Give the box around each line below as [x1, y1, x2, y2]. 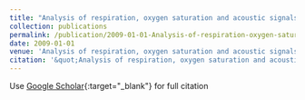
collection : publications [9, 22, 107, 31]
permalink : [9, 30, 51, 39]
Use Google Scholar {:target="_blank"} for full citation [9, 81, 209, 91]
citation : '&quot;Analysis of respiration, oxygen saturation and [9, 55, 266, 65]
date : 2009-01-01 [9, 38, 75, 48]
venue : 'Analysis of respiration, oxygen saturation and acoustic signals [9, 47, 299, 56]
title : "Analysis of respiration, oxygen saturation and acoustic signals [9, 13, 299, 23]
